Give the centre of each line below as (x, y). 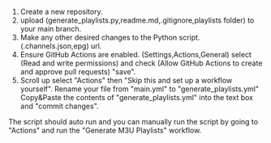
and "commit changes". (59, 106)
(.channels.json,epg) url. (61, 46)
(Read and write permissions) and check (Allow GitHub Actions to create (141, 63)
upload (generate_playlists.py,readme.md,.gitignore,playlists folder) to (137, 20)
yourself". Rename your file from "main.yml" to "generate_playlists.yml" (140, 89)
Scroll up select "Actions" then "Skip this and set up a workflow (126, 80)
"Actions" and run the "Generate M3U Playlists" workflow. (105, 130)
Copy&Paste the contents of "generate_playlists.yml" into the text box (137, 97)
